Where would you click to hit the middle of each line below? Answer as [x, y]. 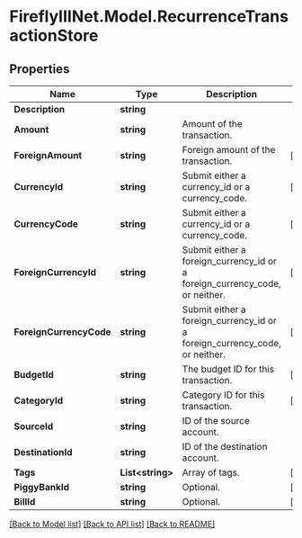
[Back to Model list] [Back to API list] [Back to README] [112, 524]
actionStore [54, 36]
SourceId [34, 426]
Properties [40, 69]
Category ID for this [223, 395]
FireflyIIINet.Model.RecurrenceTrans [149, 17]
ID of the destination [225, 447]
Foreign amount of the [229, 150]
